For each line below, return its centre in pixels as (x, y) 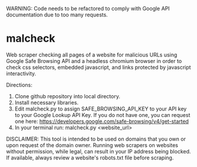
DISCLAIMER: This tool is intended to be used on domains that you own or (96, 139)
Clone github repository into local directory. (68, 96)
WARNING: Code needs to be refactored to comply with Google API (88, 9)
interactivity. (21, 74)
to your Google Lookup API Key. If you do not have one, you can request (102, 115)
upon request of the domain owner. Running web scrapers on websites (92, 145)
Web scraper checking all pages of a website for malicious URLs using (92, 55)
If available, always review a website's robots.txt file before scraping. (90, 158)
